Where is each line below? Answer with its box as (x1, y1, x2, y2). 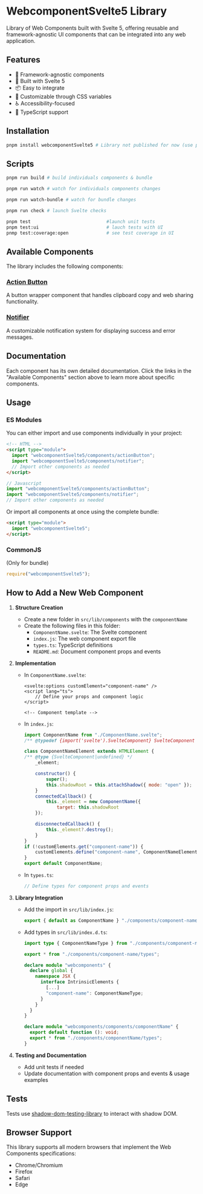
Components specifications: (6, 1150, 77, 1157)
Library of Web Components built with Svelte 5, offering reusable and (6, 24, 179, 32)
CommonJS (6, 545, 42, 554)
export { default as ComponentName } (24, 917, 120, 924)
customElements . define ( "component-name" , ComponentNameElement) (35, 849, 201, 855)
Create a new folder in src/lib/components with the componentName (24, 615, 188, 622)
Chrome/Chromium (14, 1162, 63, 1169)
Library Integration (14, 894, 63, 901)
